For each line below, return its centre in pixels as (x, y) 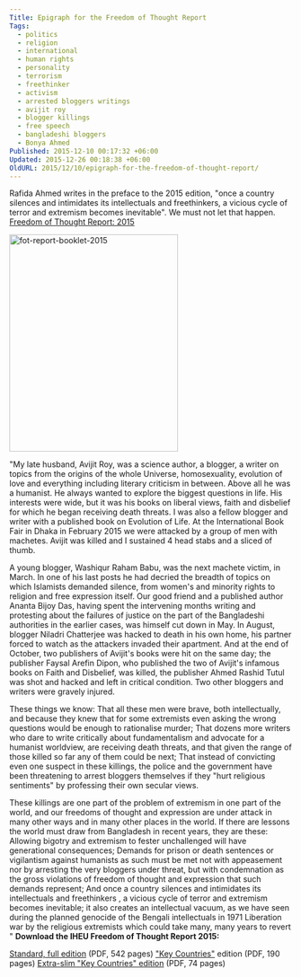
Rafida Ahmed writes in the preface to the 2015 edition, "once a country (142, 193)
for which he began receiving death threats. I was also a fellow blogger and (149, 512)
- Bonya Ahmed (44, 143)
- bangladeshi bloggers (62, 135)
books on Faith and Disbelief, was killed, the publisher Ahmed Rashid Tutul (147, 673)
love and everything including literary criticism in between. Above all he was (150, 484)
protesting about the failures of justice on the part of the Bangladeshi (137, 615)
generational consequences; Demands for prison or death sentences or (142, 850)
